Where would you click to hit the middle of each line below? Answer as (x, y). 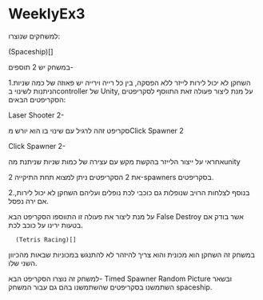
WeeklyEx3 (47, 14)
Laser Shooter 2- (36, 115)
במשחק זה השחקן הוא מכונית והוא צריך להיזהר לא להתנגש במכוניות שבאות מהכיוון (132, 254)
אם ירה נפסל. (29, 201)
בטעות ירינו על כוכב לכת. (46, 225)
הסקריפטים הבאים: (37, 99)
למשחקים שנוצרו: (34, 36)
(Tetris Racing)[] (46, 240)
